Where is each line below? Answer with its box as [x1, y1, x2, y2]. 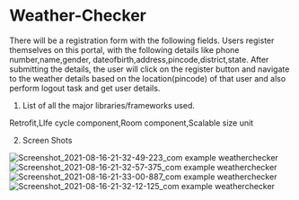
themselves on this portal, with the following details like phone [9, 44, 240, 55]
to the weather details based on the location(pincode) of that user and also [9, 73, 286, 83]
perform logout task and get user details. [9, 83, 161, 93]
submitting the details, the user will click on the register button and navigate [9, 64, 290, 74]
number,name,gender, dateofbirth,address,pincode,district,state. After [9, 54, 269, 65]
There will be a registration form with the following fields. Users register [9, 35, 275, 46]
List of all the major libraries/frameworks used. [22, 100, 196, 110]
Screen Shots [22, 135, 73, 145]
